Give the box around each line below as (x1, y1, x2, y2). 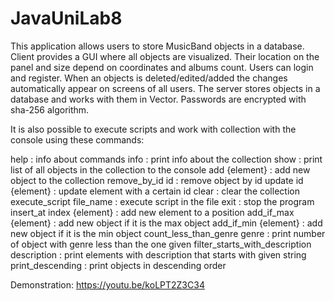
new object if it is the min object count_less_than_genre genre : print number (10, 227, 326, 239)
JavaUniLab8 (10, 7, 123, 30)
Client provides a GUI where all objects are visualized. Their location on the (10, 50, 320, 62)
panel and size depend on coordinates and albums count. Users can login (10, 61, 314, 73)
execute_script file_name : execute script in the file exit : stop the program (10, 195, 315, 207)
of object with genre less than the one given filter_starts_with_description (10, 238, 312, 250)
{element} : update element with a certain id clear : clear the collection (10, 185, 300, 197)
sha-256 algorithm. (10, 103, 90, 116)
